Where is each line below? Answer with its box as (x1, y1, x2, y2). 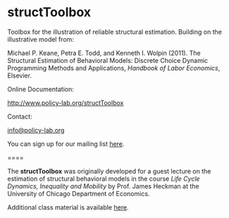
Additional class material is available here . (7, 202, 129, 212)
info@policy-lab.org (7, 126, 65, 134)
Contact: (7, 112, 33, 121)
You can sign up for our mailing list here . (7, 139, 125, 148)
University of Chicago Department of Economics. (7, 189, 150, 198)
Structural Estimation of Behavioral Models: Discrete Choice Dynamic (7, 56, 209, 64)
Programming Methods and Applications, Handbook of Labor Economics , (7, 63, 221, 72)
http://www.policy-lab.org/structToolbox (7, 98, 124, 107)
